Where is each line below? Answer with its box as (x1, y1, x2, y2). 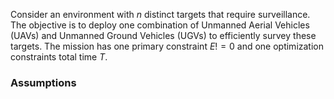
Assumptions (10, 75, 77, 89)
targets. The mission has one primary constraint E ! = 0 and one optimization (10, 40, 324, 52)
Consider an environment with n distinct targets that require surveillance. (10, 9, 311, 20)
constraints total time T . (10, 51, 108, 63)
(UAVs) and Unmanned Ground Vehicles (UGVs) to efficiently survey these (10, 30, 317, 41)
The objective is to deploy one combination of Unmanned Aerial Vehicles (10, 19, 310, 31)
